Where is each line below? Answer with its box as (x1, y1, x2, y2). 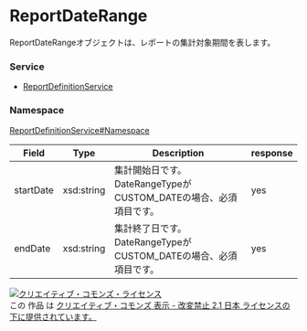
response (250, 146, 293, 159)
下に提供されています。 (9, 311, 98, 322)
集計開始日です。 (113, 164, 187, 176)
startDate (14, 184, 55, 197)
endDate (14, 241, 51, 254)
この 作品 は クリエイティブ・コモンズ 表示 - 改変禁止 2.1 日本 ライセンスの (9, 299, 291, 311)
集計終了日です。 (113, 221, 187, 234)
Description (152, 146, 205, 159)
